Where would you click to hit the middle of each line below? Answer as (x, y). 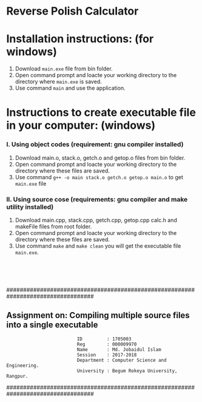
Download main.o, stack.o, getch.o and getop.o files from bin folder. (100, 158)
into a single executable (52, 325)
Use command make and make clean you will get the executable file (98, 246)
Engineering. (23, 366)
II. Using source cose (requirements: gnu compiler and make (97, 199)
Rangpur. (17, 376)
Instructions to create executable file (101, 113)
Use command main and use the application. (70, 88)
